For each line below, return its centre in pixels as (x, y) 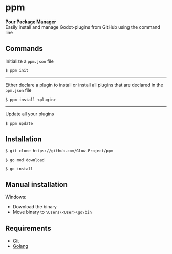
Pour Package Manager (31, 22)
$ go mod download (25, 160)
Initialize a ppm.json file (29, 61)
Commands (24, 48)
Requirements (28, 228)
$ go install (19, 169)
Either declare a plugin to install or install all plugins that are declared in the (84, 85)
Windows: (16, 197)
